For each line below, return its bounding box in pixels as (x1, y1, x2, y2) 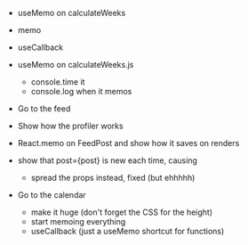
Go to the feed (17, 103, 71, 114)
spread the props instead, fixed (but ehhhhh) (30, 173, 196, 183)
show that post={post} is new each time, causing (17, 155, 198, 166)
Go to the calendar (17, 190, 86, 200)
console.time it (30, 77, 85, 87)
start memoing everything (30, 216, 126, 226)
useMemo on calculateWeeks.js (17, 60, 134, 69)
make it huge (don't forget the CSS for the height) (30, 207, 213, 217)
